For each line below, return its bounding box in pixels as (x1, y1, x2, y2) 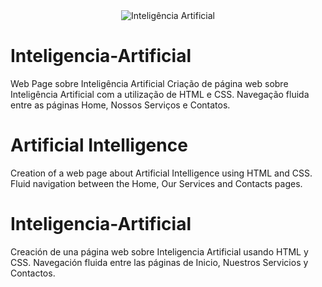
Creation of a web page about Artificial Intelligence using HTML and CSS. (10, 167, 313, 179)
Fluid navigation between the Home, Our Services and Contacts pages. (10, 177, 303, 189)
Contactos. (10, 267, 56, 279)
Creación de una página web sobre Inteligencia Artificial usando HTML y (10, 245, 309, 258)
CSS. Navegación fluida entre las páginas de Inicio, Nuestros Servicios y (10, 256, 309, 268)
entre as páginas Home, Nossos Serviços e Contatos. (10, 99, 231, 111)
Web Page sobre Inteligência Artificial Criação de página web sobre (10, 77, 289, 89)
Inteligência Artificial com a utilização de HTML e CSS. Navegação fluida (10, 88, 310, 100)
